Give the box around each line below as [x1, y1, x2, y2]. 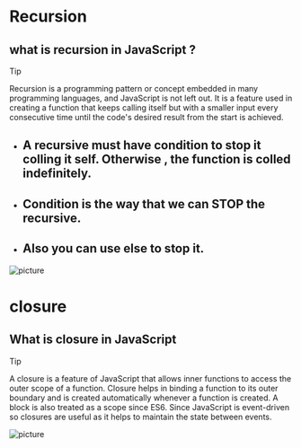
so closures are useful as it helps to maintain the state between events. [9, 411, 272, 422]
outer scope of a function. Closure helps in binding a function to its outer [9, 382, 279, 393]
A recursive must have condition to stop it [22, 137, 261, 154]
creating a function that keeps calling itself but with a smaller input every [9, 102, 279, 113]
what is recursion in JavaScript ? [9, 42, 196, 57]
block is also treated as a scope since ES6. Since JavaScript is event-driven [9, 401, 290, 412]
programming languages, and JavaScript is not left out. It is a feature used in [9, 92, 293, 103]
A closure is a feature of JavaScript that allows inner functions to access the [9, 373, 292, 383]
